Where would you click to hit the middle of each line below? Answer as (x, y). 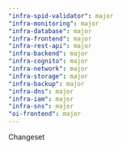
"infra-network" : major (48, 69)
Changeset (27, 137)
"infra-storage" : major (48, 76)
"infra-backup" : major (46, 84)
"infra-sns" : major (41, 106)
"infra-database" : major (50, 31)
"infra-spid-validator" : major (61, 16)
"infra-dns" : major (41, 91)
